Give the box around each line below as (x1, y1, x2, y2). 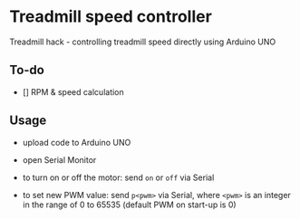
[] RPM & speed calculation (22, 86, 124, 97)
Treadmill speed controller (9, 6, 213, 27)
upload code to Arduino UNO (22, 137, 131, 148)
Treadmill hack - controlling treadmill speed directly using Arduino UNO (9, 36, 276, 47)
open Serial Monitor (22, 154, 97, 165)
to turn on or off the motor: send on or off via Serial (22, 172, 215, 183)
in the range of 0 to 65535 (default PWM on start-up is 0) (22, 199, 237, 210)
